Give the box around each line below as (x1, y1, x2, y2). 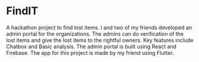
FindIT (6, 4, 39, 18)
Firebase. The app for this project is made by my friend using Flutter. (6, 49, 174, 56)
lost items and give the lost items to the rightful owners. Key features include (6, 36, 194, 44)
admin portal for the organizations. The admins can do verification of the (6, 30, 184, 37)
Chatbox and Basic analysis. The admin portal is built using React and (6, 43, 177, 50)
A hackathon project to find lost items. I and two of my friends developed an (6, 24, 192, 31)
